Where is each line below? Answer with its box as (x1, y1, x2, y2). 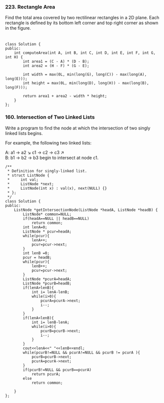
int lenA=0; (23, 225, 48, 230)
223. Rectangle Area (5, 3, 55, 10)
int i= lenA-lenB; (31, 289, 70, 294)
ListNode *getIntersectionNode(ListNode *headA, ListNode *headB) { (14, 207, 158, 212)
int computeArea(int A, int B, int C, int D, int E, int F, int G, (14, 50, 156, 55)
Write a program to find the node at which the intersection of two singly (5, 125, 151, 131)
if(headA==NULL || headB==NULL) (23, 216, 90, 221)
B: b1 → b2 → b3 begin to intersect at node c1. (5, 155, 99, 161)
